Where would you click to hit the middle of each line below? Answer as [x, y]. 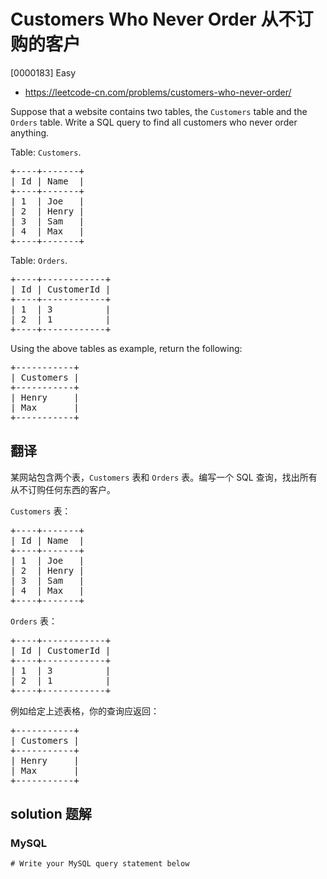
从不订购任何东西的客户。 [63, 489]
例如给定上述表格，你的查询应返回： [85, 711]
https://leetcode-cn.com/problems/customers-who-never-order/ [158, 92]
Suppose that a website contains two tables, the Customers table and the [159, 111]
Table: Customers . [46, 152]
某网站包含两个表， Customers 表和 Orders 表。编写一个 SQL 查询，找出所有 [164, 477]
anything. [30, 132]
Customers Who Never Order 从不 [153, 19]
